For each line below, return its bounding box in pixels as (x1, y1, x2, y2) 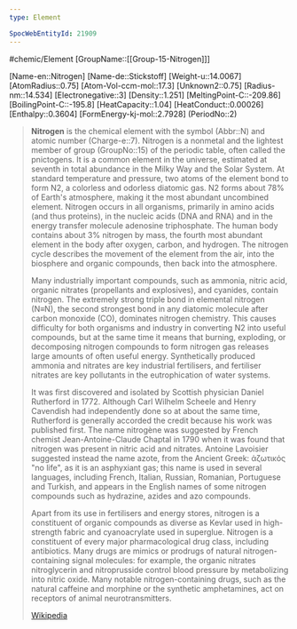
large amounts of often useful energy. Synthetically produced (30, 350, 255, 361)
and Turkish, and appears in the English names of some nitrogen (30, 481, 267, 491)
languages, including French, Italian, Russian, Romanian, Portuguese (30, 472, 282, 482)
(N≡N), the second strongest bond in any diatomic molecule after (30, 303, 269, 314)
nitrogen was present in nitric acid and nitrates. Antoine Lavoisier (30, 443, 269, 454)
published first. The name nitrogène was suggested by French (30, 424, 259, 435)
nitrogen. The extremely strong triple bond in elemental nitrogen (30, 294, 266, 305)
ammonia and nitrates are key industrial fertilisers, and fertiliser (30, 360, 262, 370)
